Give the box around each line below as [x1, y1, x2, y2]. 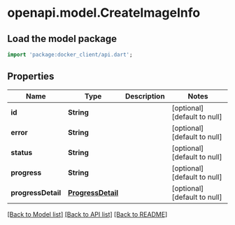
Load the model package [7, 33, 117, 45]
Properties [7, 71, 55, 82]
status [10, 147, 33, 157]
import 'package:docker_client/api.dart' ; [7, 51, 133, 58]
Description [124, 91, 166, 101]
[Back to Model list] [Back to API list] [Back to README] [7, 210, 168, 218]
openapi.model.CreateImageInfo [7, 5, 201, 21]
